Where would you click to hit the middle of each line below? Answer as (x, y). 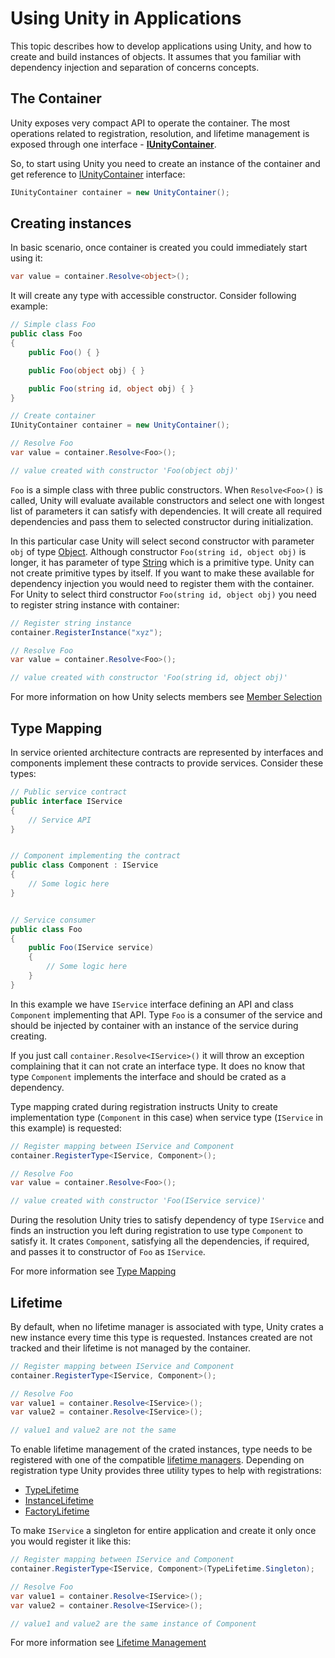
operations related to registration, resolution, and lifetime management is (160, 133)
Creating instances (71, 223)
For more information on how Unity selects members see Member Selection (166, 697)
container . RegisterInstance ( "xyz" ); (86, 632)
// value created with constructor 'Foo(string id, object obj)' (149, 678)
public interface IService (66, 801)
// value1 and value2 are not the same (93, 1430)
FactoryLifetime (57, 1511)
